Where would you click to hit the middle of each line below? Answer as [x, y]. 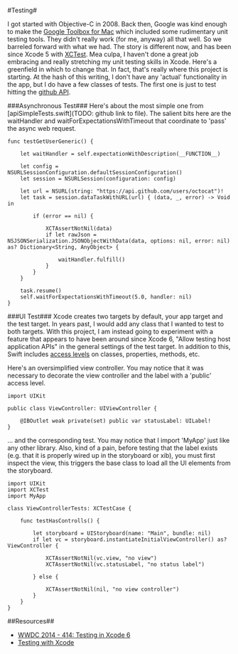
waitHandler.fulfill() [92, 259]
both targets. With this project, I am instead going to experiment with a [110, 331]
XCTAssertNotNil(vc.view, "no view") [101, 558]
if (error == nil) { [63, 216]
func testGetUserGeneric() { [50, 141]
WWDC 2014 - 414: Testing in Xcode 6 [74, 635]
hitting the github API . [39, 92]
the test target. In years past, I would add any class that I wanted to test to [116, 324]
